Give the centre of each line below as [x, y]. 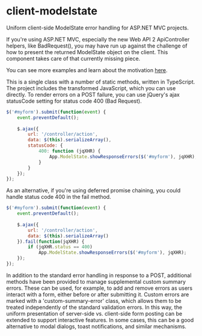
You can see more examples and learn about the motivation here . [87, 70]
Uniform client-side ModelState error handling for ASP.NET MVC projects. [98, 28]
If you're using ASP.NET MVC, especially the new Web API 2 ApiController [98, 39]
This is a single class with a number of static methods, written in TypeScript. [101, 82]
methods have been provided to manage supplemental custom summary [96, 281]
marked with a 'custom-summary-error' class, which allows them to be [94, 301]
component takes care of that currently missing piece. [73, 58]
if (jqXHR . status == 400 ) [60, 247]
